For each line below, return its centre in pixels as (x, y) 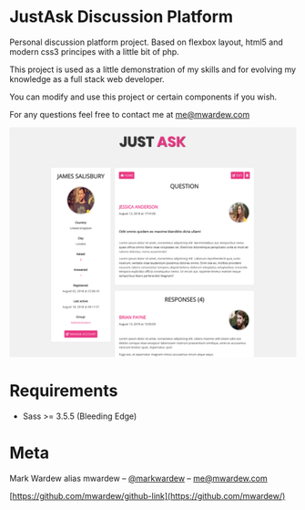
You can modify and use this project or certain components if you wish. (143, 97)
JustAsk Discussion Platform (122, 17)
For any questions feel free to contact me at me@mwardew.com (130, 114)
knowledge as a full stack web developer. (87, 78)
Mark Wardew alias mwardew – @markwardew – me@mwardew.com (138, 478)
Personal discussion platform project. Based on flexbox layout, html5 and (147, 42)
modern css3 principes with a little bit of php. (94, 51)
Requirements (64, 391)
